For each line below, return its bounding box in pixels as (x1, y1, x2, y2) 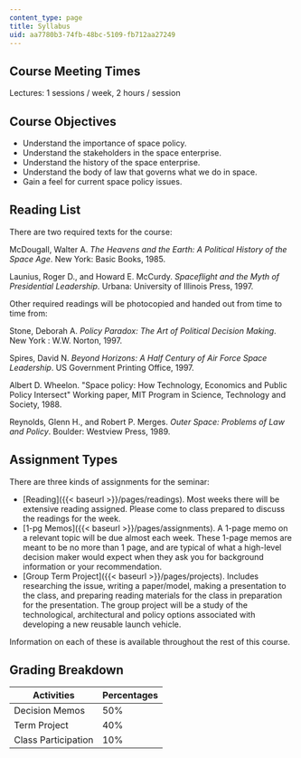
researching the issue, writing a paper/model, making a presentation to (22, 580, 287, 591)
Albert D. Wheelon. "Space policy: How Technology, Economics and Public (9, 379, 287, 390)
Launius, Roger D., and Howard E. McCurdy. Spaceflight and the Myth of (9, 270, 280, 281)
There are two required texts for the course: (9, 226, 173, 237)
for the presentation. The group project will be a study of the (22, 599, 249, 611)
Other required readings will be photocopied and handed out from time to (9, 298, 283, 308)
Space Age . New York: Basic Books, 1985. (9, 253, 165, 264)
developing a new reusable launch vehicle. (22, 619, 182, 630)
